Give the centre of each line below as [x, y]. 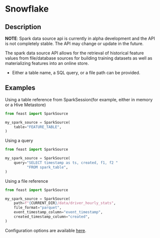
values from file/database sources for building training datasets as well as [79, 58]
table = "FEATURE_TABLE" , [38, 127]
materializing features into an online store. [47, 63]
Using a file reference [27, 181]
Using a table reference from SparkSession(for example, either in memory [79, 99]
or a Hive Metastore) [25, 105]
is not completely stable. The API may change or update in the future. [74, 44]
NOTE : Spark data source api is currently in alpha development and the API [80, 38]
